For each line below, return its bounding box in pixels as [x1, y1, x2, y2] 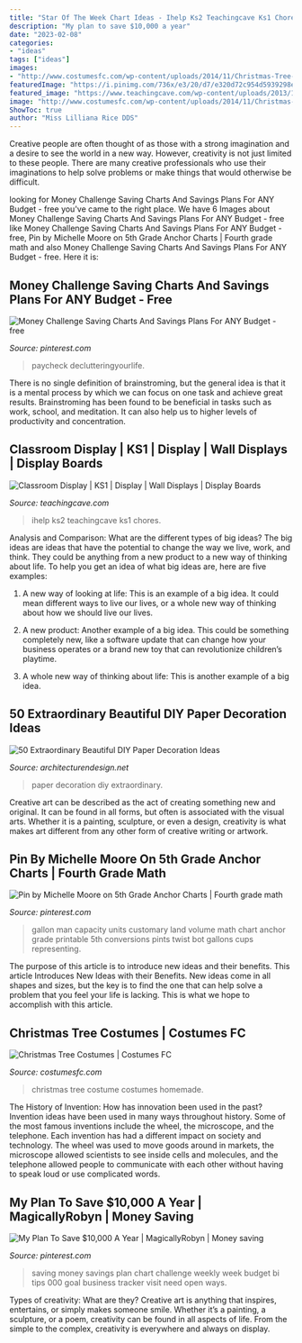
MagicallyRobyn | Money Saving [9, 1209, 194, 1224]
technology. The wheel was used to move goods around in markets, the [9, 1140, 274, 1151]
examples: [9, 570, 48, 581]
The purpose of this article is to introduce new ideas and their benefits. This [9, 961, 290, 972]
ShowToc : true [9, 105, 63, 114]
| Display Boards [9, 456, 103, 471]
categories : [9, 38, 54, 48]
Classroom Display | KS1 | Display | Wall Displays [9, 442, 288, 458]
